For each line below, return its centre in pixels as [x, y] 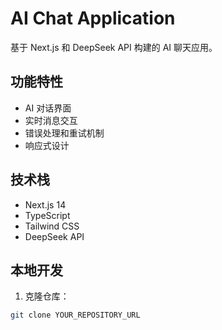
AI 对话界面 [48, 108]
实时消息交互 [51, 120]
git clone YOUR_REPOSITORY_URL [75, 315]
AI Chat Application [93, 18]
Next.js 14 [45, 204]
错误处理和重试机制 [64, 133]
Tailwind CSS [52, 226]
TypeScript [47, 215]
